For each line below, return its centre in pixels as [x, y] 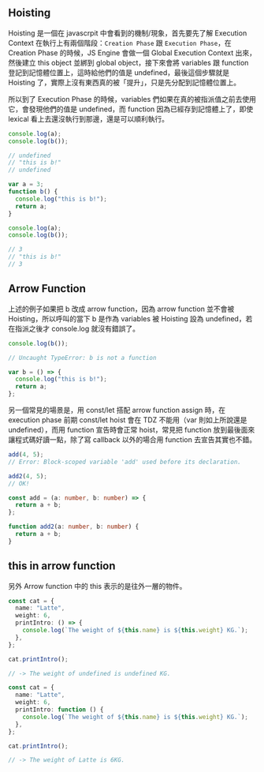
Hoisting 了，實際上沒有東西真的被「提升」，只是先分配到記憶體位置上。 [125, 82]
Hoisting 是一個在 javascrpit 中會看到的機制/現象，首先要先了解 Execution [128, 33]
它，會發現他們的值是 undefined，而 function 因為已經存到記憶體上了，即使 [131, 109]
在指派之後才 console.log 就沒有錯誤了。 [74, 328]
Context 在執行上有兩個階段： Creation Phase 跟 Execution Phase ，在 [120, 43]
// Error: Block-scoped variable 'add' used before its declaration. [125, 462]
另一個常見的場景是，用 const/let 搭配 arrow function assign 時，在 [117, 410]
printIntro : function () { [59, 710]
